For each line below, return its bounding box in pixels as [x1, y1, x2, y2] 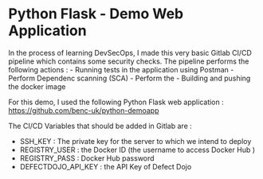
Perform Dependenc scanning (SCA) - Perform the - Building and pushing [8, 73, 251, 83]
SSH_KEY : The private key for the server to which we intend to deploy [19, 136, 252, 146]
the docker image [8, 81, 66, 91]
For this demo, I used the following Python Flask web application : [8, 97, 225, 107]
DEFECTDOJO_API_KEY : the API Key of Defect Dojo [19, 161, 192, 171]
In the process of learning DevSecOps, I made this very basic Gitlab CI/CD [8, 48, 253, 57]
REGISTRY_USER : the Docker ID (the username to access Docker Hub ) [19, 145, 256, 154]
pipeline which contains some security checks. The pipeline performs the [8, 56, 249, 66]
